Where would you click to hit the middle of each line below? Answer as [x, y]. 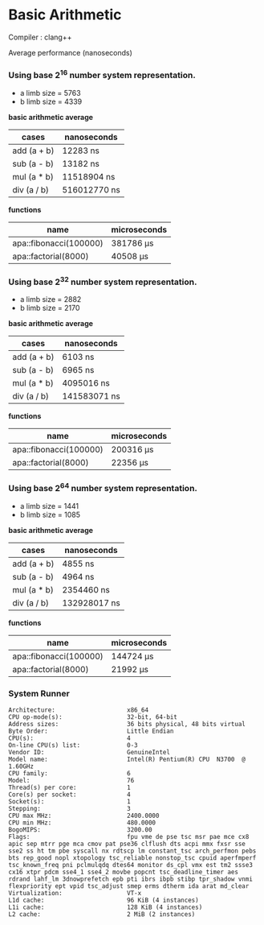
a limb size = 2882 [51, 299]
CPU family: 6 [69, 774]
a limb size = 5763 [51, 93]
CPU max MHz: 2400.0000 [84, 816]
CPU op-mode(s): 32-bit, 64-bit [93, 717]
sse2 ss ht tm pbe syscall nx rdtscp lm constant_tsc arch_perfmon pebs [132, 851]
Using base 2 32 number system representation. [103, 281]
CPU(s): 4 [69, 738]
